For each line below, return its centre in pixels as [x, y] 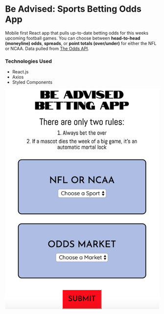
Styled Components [32, 82]
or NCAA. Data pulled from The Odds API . [47, 48]
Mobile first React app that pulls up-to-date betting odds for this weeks [77, 33]
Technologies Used [29, 61]
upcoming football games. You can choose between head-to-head [73, 38]
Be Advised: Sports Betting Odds [73, 9]
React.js [20, 72]
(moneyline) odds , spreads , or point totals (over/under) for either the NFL [81, 43]
